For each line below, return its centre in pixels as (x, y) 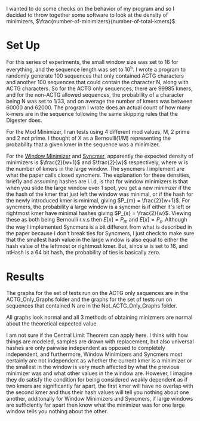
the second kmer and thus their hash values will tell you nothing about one (98, 392)
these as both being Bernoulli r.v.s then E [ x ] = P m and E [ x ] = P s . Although (97, 220)
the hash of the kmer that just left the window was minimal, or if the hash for (100, 194)
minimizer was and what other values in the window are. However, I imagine (99, 373)
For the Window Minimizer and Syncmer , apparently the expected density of (100, 156)
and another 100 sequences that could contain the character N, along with (98, 82)
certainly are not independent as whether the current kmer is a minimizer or (99, 361)
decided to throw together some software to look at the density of (87, 15)
